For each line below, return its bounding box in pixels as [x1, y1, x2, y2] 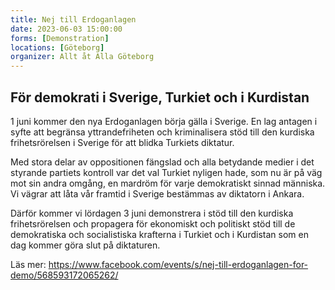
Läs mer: [10, 258, 47, 270]
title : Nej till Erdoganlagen [10, 14, 137, 25]
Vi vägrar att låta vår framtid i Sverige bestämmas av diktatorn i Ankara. [10, 187, 305, 200]
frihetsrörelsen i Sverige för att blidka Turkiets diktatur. [10, 136, 235, 148]
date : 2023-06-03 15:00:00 [10, 24, 123, 34]
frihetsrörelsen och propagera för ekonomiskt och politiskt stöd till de [10, 217, 296, 230]
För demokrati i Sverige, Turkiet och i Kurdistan [10, 89, 310, 106]
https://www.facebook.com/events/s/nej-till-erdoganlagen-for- [48, 258, 309, 270]
